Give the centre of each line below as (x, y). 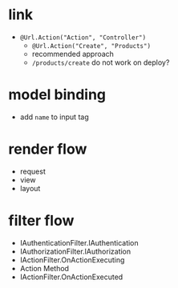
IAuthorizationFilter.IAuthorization (75, 251)
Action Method (44, 268)
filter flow (41, 221)
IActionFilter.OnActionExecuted (71, 277)
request (32, 171)
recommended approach (73, 54)
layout (30, 188)
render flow (48, 149)
